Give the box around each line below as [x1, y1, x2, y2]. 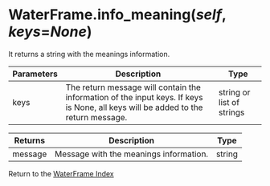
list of [218, 96, 239, 107]
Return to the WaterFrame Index [8, 168, 114, 178]
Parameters [12, 68, 58, 79]
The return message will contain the [65, 82, 201, 93]
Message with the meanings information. [55, 148, 209, 160]
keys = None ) [8, 22, 92, 41]
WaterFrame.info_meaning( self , [8, 6, 227, 24]
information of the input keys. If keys [65, 91, 203, 103]
